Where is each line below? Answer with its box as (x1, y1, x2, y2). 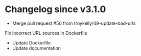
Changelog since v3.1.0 (5, 4, 106, 15)
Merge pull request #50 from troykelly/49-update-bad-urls (12, 20, 136, 26)
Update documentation (12, 45, 61, 51)
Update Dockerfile (12, 39, 51, 46)
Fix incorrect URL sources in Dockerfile (5, 30, 87, 36)
